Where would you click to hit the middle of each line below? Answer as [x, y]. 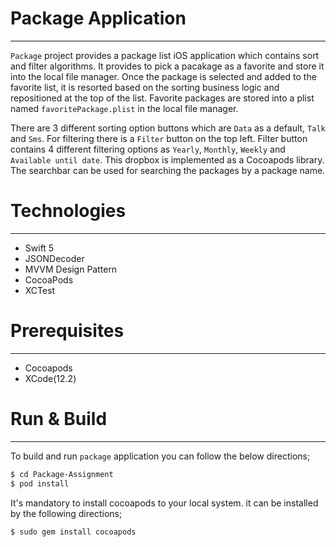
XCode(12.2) [50, 378]
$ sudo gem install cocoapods [73, 532]
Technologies [68, 211]
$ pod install [40, 483]
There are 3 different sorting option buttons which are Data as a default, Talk [168, 128]
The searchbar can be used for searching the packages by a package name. [168, 170]
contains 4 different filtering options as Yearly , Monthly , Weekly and [148, 149]
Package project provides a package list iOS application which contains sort [165, 55]
